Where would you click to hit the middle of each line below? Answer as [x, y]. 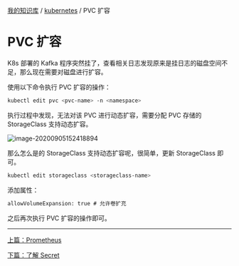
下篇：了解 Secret [33, 255]
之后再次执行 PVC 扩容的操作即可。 [59, 218]
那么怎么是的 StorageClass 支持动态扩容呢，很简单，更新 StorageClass [111, 153]
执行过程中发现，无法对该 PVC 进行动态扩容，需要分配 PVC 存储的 [105, 115]
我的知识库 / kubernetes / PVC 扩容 [59, 10]
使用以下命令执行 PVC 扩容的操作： [59, 87]
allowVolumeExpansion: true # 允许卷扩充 [67, 203]
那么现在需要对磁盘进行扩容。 [63, 72]
